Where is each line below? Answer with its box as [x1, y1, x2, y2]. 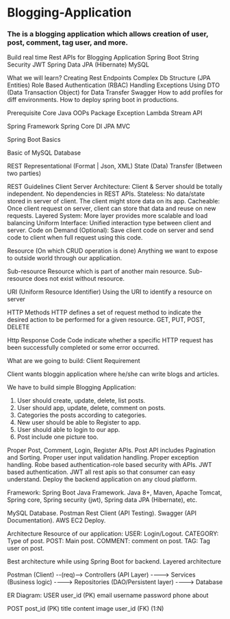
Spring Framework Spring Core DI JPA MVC [7, 122, 131, 131]
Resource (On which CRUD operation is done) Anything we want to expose [7, 247, 218, 255]
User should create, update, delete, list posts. [16, 396, 146, 405]
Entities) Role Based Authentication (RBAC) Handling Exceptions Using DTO [7, 81, 220, 90]
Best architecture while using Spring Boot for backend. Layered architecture [7, 557, 222, 566]
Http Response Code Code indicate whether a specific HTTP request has [7, 336, 214, 344]
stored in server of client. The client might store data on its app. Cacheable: [7, 197, 220, 205]
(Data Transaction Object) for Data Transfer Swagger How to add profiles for [7, 88, 223, 97]
